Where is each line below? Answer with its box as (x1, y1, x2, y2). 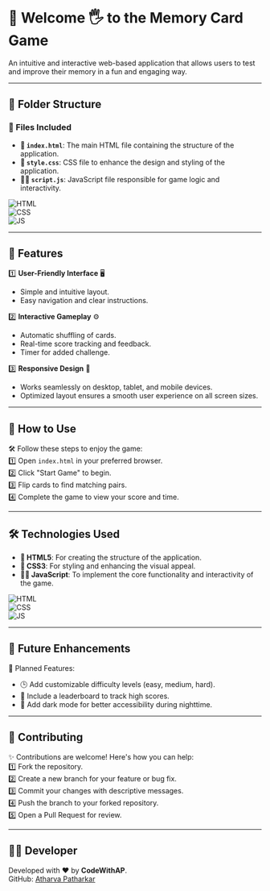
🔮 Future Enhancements (8, 642, 131, 656)
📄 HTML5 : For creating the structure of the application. (19, 552, 202, 563)
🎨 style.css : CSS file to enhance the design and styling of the (19, 157, 225, 167)
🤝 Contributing (8, 731, 84, 744)
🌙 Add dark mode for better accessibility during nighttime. (19, 699, 213, 709)
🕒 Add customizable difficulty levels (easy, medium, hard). (19, 679, 215, 689)
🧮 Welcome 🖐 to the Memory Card (8, 9, 243, 27)
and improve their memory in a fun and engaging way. (8, 66, 187, 76)
